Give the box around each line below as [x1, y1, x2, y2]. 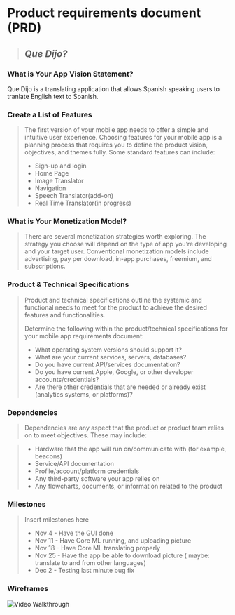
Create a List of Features [7, 110, 92, 119]
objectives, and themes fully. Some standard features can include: [24, 148, 215, 157]
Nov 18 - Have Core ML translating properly [34, 544, 161, 553]
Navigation [34, 184, 66, 192]
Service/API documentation [34, 460, 114, 468]
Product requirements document [7, 5, 201, 21]
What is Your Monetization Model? [7, 216, 127, 226]
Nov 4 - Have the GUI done [34, 529, 114, 538]
